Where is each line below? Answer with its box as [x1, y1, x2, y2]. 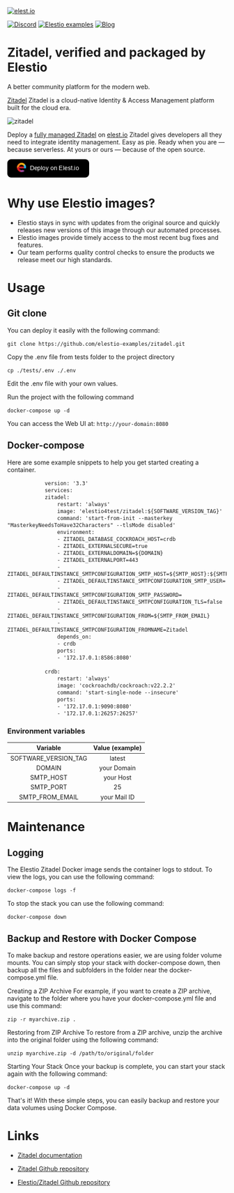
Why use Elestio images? [7, 195, 155, 211]
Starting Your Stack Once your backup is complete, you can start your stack [7, 1063, 226, 1071]
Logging [7, 846, 44, 858]
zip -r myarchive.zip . [7, 1016, 77, 1024]
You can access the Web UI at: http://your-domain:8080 [7, 419, 169, 427]
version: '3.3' [44, 480, 89, 487]
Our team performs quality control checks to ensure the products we [17, 248, 214, 257]
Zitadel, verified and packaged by [7, 45, 206, 61]
